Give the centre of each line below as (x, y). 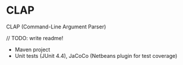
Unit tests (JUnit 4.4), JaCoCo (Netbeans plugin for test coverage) (96, 56)
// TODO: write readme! (35, 38)
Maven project (32, 49)
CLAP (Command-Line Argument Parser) (56, 27)
